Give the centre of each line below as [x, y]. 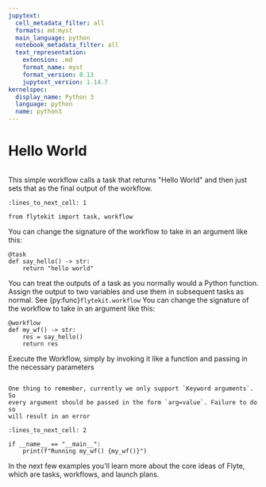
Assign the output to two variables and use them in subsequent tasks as [126, 292]
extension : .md [48, 60]
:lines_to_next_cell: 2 [48, 430]
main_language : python [53, 38]
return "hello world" [58, 268]
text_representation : [51, 52]
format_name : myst [53, 68]
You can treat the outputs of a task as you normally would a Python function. [133, 283]
